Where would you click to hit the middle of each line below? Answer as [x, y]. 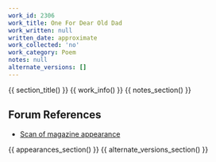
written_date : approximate [53, 38]
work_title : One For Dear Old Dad [66, 23]
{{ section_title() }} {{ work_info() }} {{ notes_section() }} [100, 90]
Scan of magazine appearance [70, 134]
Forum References [55, 115]
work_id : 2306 [32, 15]
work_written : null [40, 30]
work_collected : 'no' [44, 45]
